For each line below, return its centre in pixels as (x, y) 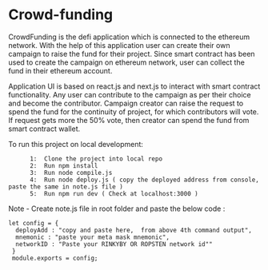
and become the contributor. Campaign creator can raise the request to (126, 103)
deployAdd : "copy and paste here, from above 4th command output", (134, 230)
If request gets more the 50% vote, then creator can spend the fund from (129, 120)
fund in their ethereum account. (60, 70)
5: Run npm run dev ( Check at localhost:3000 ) (114, 193)
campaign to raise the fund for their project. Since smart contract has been (132, 54)
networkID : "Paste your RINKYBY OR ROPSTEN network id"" (114, 244)
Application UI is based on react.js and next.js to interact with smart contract (134, 86)
